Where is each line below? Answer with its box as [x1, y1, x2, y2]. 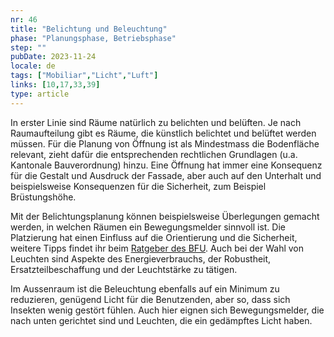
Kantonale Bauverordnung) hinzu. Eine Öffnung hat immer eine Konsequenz [10, 159, 323, 171]
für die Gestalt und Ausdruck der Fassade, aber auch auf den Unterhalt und [10, 169, 322, 181]
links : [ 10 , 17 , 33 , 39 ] [10, 80, 101, 90]
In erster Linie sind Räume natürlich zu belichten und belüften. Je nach [10, 116, 302, 128]
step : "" [10, 42, 47, 53]
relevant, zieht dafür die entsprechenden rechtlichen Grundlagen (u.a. [10, 148, 298, 160]
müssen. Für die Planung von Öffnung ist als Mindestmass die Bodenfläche [10, 137, 320, 150]
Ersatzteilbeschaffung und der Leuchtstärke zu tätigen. [10, 263, 238, 275]
